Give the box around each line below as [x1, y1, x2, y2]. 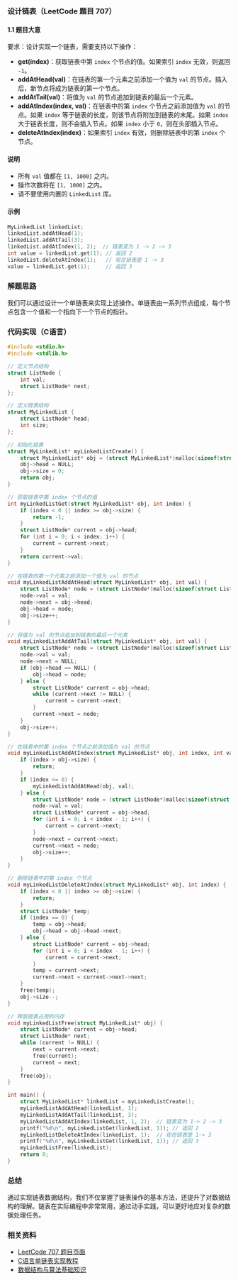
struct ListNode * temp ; [20, 907, 91, 915]
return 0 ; [20, 1151, 50, 1158]
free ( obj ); [20, 1072, 52, 1079]
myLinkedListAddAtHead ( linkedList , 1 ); [20, 1105, 138, 1112]
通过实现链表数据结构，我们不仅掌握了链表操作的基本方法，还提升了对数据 [7, 1193, 225, 1202]
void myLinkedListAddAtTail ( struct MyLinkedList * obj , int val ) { [7, 638, 208, 645]
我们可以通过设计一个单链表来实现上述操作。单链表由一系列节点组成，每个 [7, 298, 225, 307]
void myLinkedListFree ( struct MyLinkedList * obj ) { [7, 1020, 163, 1027]
